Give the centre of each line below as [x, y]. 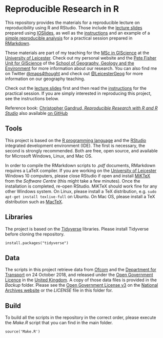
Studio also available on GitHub [37, 113]
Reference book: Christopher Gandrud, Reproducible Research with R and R [81, 108]
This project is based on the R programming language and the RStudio [76, 140]
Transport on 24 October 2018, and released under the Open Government [79, 275]
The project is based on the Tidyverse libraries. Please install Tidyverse [77, 229]
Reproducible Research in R [62, 9]
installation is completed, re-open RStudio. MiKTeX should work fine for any [81, 186]
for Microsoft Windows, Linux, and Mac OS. [49, 156]
